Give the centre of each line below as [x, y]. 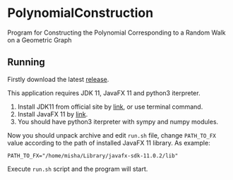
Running [26, 62]
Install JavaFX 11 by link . [53, 114]
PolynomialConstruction [80, 13]
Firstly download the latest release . [58, 79]
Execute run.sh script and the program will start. [78, 169]
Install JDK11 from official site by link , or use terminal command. [110, 107]
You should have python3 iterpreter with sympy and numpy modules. [118, 121]
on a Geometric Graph [40, 40]
